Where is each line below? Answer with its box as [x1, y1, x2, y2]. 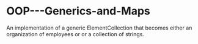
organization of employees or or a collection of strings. [6, 30, 145, 37]
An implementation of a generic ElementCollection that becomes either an [6, 24, 193, 31]
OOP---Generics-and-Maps [6, 4, 151, 18]
